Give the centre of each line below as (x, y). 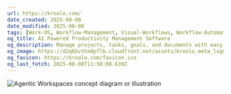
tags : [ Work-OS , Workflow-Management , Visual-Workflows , (90, 32)
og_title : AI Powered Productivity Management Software (89, 39)
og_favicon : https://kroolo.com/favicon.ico (72, 58)
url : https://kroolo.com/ (44, 13)
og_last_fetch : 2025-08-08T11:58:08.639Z (67, 64)
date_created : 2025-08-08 (44, 20)
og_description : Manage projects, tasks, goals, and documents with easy (115, 45)
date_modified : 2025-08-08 (46, 26)
